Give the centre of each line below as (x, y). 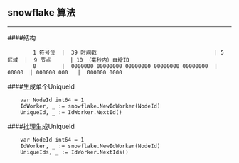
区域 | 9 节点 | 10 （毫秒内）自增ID (68, 60)
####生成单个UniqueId (41, 86)
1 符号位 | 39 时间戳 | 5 (128, 52)
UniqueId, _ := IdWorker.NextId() (71, 112)
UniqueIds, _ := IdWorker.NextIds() (75, 152)
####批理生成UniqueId (41, 126)
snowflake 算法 (42, 13)
